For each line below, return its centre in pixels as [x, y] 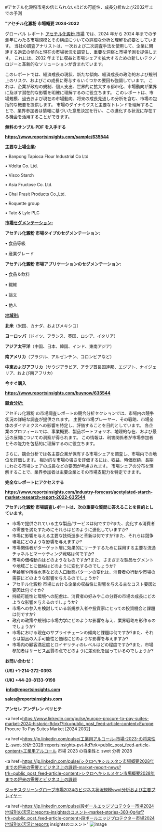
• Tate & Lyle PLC [22, 213]
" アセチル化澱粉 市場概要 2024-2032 [42, 24]
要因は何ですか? [28, 590]
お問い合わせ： [20, 661]
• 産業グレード [20, 254]
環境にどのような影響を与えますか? [47, 542]
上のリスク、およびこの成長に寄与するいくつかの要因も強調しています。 [76, 80]
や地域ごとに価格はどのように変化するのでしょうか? [64, 566]
